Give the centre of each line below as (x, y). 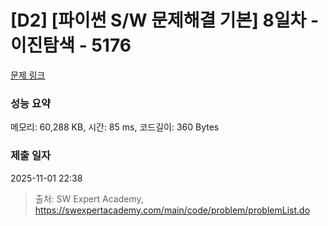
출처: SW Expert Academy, (89, 198)
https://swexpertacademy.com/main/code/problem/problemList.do (172, 210)
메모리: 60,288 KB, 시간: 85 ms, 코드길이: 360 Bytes (115, 127)
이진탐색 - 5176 (71, 45)
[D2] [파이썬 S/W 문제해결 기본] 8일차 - (165, 20)
